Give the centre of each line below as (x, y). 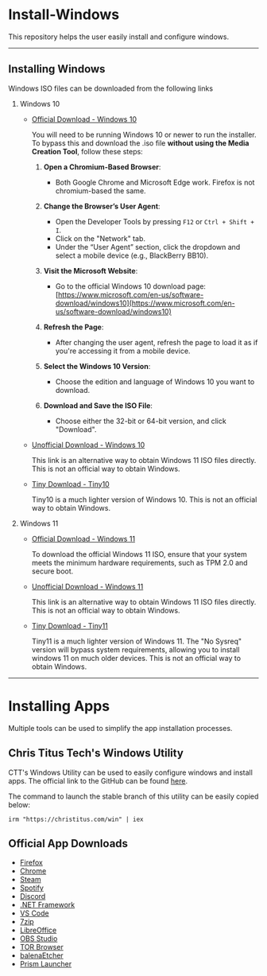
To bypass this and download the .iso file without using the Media (140, 143)
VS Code (34, 913)
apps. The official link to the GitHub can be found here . (98, 780)
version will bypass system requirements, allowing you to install (135, 649)
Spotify (31, 888)
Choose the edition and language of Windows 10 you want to (155, 381)
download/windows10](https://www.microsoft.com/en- (145, 303)
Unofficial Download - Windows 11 (87, 586)
